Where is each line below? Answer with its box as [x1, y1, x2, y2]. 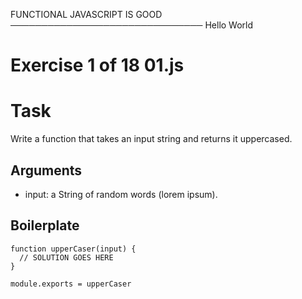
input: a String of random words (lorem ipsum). [24, 188, 218, 200]
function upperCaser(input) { [10, 244, 137, 254]
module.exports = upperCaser [10, 279, 132, 289]
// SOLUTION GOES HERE [19, 252, 114, 263]
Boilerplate [10, 217, 80, 234]
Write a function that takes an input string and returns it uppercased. [10, 133, 293, 145]
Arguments [10, 162, 83, 179]
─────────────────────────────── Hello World [10, 19, 254, 31]
